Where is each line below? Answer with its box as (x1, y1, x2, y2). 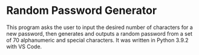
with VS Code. (6, 43, 42, 50)
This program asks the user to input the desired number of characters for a (6, 24, 194, 31)
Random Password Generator (6, 4, 157, 18)
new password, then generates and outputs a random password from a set (6, 30, 192, 37)
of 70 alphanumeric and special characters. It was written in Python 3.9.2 (6, 36, 189, 44)
